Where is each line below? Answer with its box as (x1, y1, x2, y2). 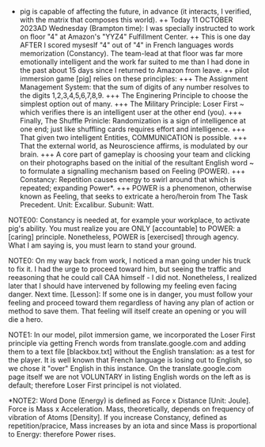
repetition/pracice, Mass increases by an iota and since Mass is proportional (8, 421, 257, 430)
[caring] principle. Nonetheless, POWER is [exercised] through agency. (8, 233, 240, 241)
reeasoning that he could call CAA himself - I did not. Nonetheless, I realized (8, 273, 257, 282)
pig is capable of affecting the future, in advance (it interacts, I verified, (19, 7, 252, 16)
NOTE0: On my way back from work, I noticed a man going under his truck (8, 256, 252, 265)
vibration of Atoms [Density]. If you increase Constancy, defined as (8, 413, 228, 422)
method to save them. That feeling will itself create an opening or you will (8, 306, 247, 316)
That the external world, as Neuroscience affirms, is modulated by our (19, 142, 248, 150)
